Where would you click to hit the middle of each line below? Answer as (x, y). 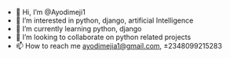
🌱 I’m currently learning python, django (78, 29)
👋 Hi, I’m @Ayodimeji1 (51, 12)
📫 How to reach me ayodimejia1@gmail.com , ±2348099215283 (119, 46)
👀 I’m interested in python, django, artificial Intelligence (104, 20)
